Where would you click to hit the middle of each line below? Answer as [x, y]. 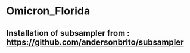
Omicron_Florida [48, 11]
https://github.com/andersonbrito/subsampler [95, 42]
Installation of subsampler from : [68, 33]
